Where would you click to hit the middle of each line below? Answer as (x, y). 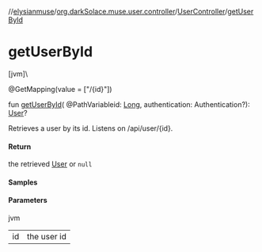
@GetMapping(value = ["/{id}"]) (60, 89)
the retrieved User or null (50, 164)
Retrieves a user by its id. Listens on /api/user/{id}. (91, 128)
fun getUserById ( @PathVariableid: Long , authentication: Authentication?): (129, 104)
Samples (23, 182)
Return (20, 147)
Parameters (28, 200)
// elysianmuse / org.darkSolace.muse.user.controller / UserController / (118, 11)
